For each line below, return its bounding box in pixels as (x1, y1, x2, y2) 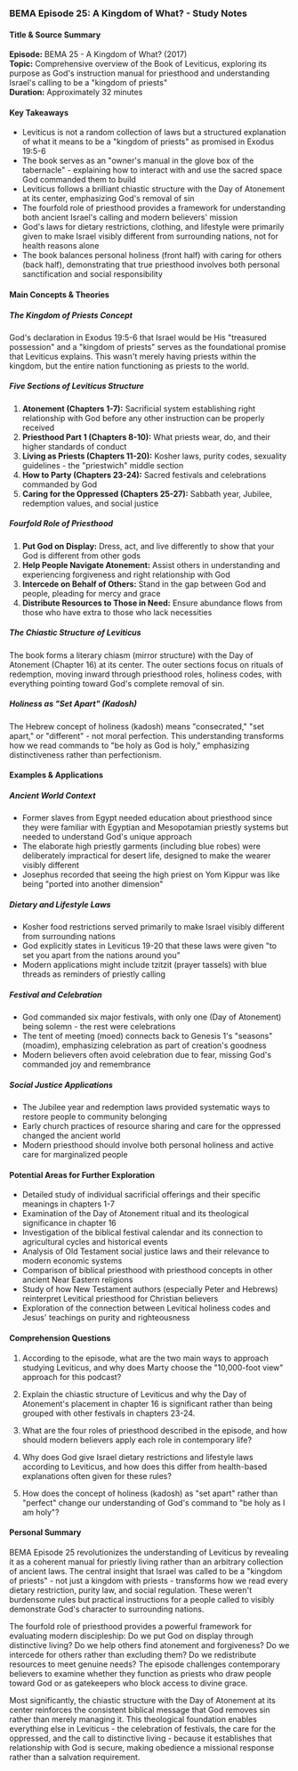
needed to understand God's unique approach (21, 832, 193, 842)
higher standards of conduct (21, 441, 127, 451)
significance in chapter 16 (21, 1218, 117, 1229)
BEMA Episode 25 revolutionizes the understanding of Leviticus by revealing (9, 1547, 289, 1557)
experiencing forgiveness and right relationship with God (21, 569, 231, 580)
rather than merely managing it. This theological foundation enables (9, 1713, 258, 1725)
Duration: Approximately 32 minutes (9, 87, 143, 98)
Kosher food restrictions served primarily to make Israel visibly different (21, 922, 285, 932)
